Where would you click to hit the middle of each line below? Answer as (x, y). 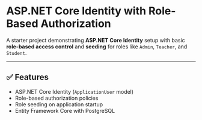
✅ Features (28, 77)
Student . (17, 53)
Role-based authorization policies (57, 98)
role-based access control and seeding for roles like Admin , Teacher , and (97, 47)
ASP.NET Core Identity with (76, 11)
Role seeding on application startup (59, 104)
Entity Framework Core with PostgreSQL (65, 110)
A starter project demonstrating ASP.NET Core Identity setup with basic (96, 40)
